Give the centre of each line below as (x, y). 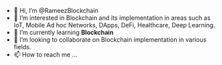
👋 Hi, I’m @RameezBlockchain (56, 11)
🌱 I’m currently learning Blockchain (64, 32)
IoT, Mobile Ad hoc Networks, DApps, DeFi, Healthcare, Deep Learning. (114, 25)
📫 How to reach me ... (45, 54)
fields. (22, 47)
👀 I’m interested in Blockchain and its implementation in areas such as (112, 18)
